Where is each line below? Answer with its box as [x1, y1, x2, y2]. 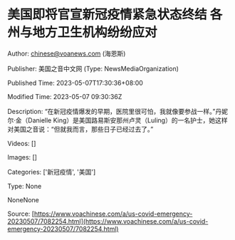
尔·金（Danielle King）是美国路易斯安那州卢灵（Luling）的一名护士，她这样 [7, 115, 228, 125]
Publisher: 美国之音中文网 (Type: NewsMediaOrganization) [7, 64, 179, 73]
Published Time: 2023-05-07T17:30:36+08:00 [7, 78, 144, 87]
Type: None [7, 182, 42, 190]
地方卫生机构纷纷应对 [32, 24, 158, 41]
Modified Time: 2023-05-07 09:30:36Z [7, 92, 122, 100]
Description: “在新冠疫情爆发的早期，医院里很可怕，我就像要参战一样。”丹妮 [7, 107, 228, 115]
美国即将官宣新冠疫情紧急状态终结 [7, 6, 208, 23]
